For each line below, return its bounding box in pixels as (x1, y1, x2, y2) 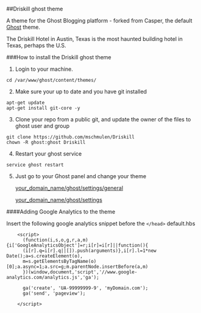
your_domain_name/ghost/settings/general (15, 184, 124, 192)
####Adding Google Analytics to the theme (6, 208, 116, 215)
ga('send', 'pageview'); (22, 290, 86, 297)
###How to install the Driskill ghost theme (6, 54, 111, 60)
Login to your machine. (15, 65, 73, 73)
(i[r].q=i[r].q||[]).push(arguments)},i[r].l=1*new (22, 248, 157, 254)
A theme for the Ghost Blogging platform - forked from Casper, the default (6, 17, 192, 24)
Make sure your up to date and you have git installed (15, 88, 147, 95)
